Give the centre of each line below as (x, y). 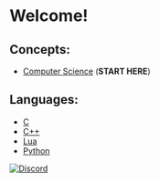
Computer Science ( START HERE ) (86, 71)
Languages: (44, 100)
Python (36, 150)
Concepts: (40, 50)
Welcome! (49, 16)
